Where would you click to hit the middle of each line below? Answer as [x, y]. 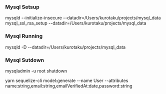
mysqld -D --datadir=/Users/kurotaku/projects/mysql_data [65, 47]
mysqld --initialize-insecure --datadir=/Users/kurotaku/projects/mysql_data [83, 18]
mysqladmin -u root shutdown [36, 70]
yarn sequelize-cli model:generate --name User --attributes [67, 80]
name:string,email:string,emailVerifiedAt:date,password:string [69, 85]
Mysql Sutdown [24, 60]
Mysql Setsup [22, 7]
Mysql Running [24, 36]
